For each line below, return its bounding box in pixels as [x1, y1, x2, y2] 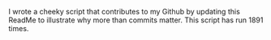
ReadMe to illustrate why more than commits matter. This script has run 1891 [8, 15, 264, 25]
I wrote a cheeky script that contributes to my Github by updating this [8, 7, 241, 16]
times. [8, 24, 29, 33]
